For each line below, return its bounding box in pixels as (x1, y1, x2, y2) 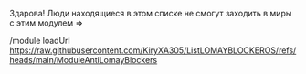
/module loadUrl (9, 36, 70, 46)
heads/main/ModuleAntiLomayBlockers (9, 55, 158, 65)
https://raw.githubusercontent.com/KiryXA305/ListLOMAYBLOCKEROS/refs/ (9, 45, 297, 56)
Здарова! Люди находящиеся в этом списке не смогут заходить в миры (9, 8, 292, 18)
